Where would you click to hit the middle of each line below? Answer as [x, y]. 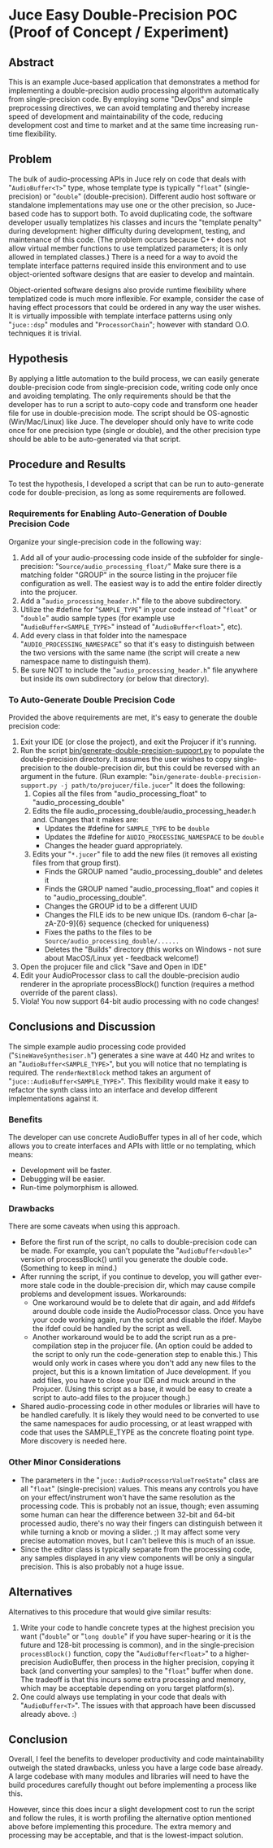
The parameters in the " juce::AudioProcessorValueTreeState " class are [139, 1480]
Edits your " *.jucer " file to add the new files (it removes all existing [145, 854]
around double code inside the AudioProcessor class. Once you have [148, 1312]
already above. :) [48, 1714]
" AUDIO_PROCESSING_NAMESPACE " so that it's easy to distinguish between [137, 644]
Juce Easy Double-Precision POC [123, 15]
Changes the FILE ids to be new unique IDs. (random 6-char [145, 915]
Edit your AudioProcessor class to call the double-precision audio [130, 975]
